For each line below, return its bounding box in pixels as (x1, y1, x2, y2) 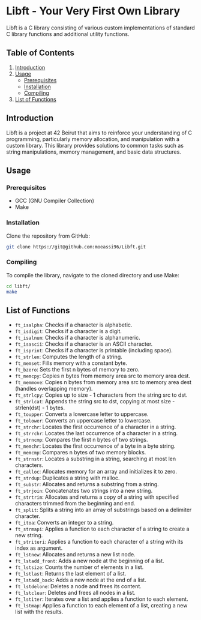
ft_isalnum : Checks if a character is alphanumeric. (14, 334, 140, 342)
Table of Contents (6, 48, 75, 58)
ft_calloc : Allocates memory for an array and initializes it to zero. (14, 468, 178, 475)
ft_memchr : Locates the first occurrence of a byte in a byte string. (14, 442, 176, 450)
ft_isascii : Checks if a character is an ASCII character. (14, 340, 153, 348)
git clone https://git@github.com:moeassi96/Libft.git (6, 244, 146, 250)
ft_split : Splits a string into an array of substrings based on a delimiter (14, 506, 192, 514)
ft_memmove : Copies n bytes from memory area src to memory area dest (14, 379, 192, 386)
